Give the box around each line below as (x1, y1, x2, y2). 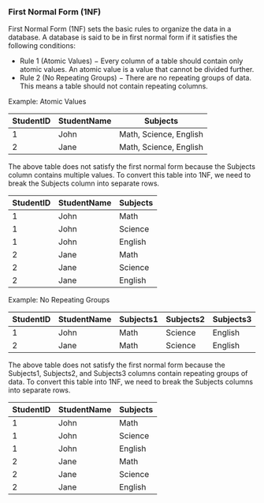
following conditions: (8, 41, 76, 51)
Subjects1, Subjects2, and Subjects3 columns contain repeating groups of (8, 369, 248, 378)
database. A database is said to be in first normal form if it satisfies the (8, 32, 238, 42)
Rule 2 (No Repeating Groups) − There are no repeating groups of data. (19, 73, 252, 83)
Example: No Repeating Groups (8, 295, 110, 305)
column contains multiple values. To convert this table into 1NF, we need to (8, 171, 251, 180)
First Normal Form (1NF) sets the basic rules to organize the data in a (8, 24, 232, 34)
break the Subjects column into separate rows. (8, 178, 160, 188)
